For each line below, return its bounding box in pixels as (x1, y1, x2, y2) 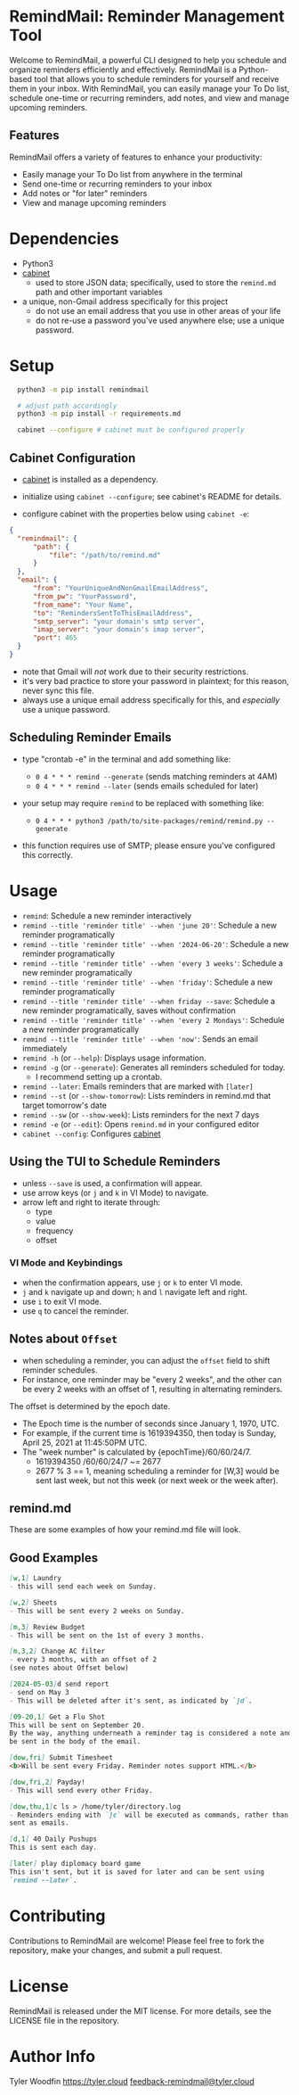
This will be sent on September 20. (9, 1720, 145, 1729)
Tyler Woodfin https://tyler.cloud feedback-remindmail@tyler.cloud (9, 2075, 255, 2086)
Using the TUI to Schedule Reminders (9, 1154, 221, 1169)
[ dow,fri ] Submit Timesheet (9, 1753, 114, 1762)
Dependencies (9, 228, 119, 249)
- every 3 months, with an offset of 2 (9, 1655, 158, 1664)
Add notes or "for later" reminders (21, 187, 148, 198)
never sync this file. (21, 685, 95, 696)
